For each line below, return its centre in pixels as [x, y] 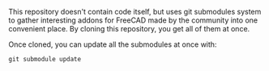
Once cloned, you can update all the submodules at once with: [113, 44]
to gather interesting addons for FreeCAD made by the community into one [133, 20]
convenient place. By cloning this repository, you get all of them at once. [129, 29]
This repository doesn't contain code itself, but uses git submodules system [135, 12]
